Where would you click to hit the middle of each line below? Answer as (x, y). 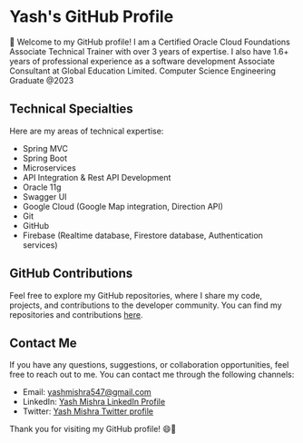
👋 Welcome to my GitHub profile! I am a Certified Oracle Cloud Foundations (150, 42)
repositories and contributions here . (76, 314)
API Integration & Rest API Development (97, 177)
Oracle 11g (42, 187)
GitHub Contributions (71, 274)
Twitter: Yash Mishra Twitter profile (88, 411)
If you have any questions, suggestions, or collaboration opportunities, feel (149, 365)
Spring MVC (45, 148)
